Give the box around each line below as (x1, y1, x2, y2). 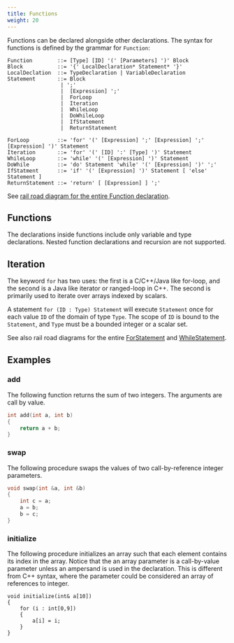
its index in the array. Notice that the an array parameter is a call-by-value (7, 557, 220, 565)
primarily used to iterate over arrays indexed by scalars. (7, 292, 168, 300)
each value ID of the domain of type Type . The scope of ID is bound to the (7, 313, 219, 321)
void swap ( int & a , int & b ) (7, 484, 86, 492)
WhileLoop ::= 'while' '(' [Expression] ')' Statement (7, 155, 189, 162)
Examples (7, 354, 51, 366)
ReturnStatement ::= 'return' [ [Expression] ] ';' (7, 179, 161, 186)
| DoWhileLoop (60, 112, 105, 119)
